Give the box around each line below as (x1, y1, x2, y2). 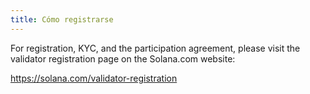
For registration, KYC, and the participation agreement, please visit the (10, 42, 301, 54)
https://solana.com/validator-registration (10, 72, 178, 84)
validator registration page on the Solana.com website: (10, 52, 236, 65)
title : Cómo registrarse (10, 14, 114, 25)
